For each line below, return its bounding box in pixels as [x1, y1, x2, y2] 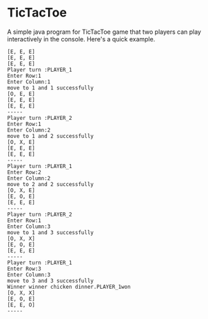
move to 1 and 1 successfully [7, 84, 94, 91]
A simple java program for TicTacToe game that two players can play [7, 28, 202, 36]
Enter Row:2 [7, 169, 41, 176]
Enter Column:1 [7, 78, 51, 85]
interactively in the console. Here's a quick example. [7, 34, 156, 43]
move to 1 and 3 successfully [7, 229, 94, 236]
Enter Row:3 [7, 265, 41, 272]
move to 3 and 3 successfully [7, 277, 94, 284]
